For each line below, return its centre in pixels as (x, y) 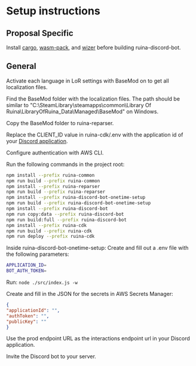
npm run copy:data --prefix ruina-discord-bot (65, 214)
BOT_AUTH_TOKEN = (26, 271)
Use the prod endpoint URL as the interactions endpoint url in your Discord (98, 338)
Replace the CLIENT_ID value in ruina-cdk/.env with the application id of (95, 134)
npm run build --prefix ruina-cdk (49, 231)
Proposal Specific (40, 33)
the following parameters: (38, 254)
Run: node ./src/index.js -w (42, 282)
